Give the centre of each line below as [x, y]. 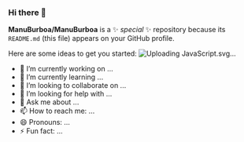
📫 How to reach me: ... [57, 111]
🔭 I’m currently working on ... [66, 69]
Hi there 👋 [28, 13]
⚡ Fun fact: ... [41, 131]
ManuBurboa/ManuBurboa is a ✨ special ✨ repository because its [117, 30]
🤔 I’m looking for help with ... [66, 94]
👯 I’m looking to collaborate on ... [73, 86]
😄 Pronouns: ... [45, 122]
